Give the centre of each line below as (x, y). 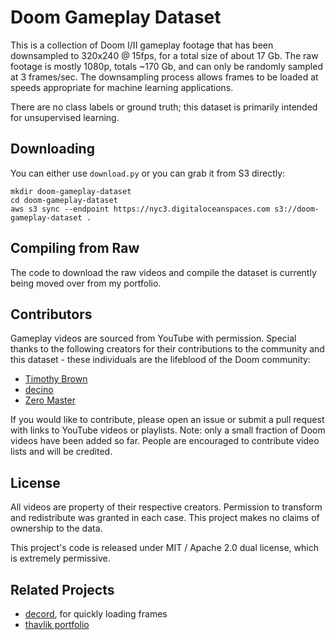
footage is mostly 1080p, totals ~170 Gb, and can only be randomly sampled (166, 66)
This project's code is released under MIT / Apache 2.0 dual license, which (164, 548)
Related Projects (62, 589)
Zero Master (50, 400)
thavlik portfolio (57, 624)
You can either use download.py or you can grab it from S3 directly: (148, 173)
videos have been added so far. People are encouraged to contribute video (165, 441)
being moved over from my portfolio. (86, 283)
